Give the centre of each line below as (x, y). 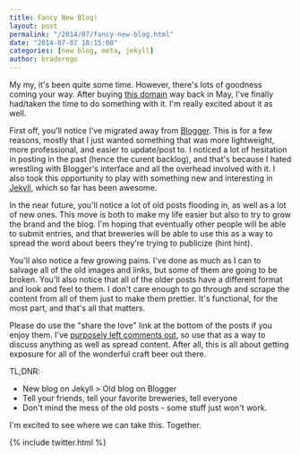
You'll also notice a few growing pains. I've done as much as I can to (135, 260)
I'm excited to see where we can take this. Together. (105, 425)
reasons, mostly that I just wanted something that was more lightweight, (142, 140)
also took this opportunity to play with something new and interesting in (141, 178)
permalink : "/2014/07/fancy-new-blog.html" (92, 34)
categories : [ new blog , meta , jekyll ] (81, 51)
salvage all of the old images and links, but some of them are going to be (143, 270)
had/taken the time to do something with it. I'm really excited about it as (141, 103)
